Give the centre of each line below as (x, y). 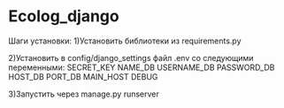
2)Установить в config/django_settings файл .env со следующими (131, 58)
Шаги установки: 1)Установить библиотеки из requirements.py (125, 41)
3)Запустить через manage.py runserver (84, 94)
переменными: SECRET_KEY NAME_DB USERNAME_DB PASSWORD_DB (142, 67)
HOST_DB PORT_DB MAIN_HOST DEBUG (83, 76)
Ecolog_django (64, 16)
